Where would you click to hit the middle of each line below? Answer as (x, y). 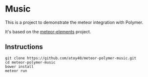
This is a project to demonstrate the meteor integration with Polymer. (74, 22)
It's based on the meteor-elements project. (48, 31)
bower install (20, 66)
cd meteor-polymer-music (30, 62)
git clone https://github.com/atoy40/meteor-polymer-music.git (71, 58)
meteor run (16, 71)
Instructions (24, 47)
